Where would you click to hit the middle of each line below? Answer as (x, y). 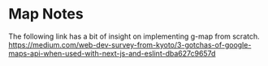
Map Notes (46, 14)
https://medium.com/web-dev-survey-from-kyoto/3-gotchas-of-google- (130, 44)
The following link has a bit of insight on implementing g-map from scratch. (134, 36)
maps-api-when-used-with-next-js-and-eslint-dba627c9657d (112, 53)
